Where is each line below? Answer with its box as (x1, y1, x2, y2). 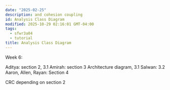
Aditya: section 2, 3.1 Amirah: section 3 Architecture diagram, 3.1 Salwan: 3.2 (5, 64, 165, 70)
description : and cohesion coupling (5, 12, 83, 17)
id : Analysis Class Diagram (5, 17, 65, 22)
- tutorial (10, 36, 33, 41)
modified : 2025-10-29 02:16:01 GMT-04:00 (5, 21, 94, 27)
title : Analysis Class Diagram (5, 40, 72, 46)
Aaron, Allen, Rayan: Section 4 (5, 69, 69, 75)
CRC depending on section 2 (5, 79, 66, 85)
